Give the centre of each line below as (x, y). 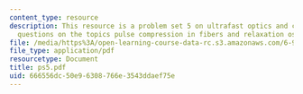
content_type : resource (54, 17)
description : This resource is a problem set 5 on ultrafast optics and (149, 26)
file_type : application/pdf (62, 51)
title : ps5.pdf (38, 68)
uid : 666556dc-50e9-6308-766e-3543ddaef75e (92, 76)
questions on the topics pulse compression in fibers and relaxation (151, 34)
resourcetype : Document (54, 59)
